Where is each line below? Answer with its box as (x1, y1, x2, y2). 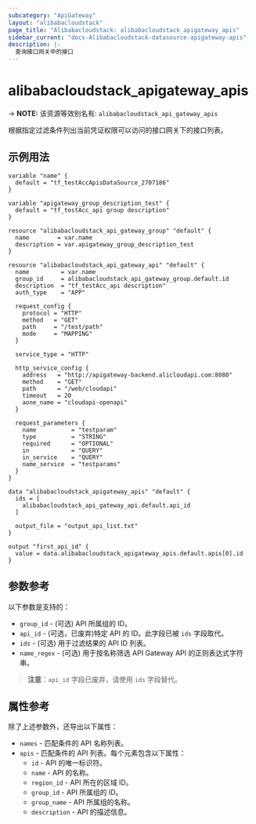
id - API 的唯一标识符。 (31, 758, 107, 767)
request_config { (15, 302, 72, 310)
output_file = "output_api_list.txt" (15, 522, 139, 530)
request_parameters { (15, 419, 86, 427)
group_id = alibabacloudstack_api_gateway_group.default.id (15, 275, 229, 283)
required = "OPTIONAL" (22, 439, 114, 447)
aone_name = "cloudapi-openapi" (22, 398, 128, 407)
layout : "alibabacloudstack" (8, 19, 103, 27)
